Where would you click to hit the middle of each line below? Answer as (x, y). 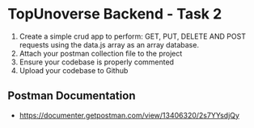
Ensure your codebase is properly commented (97, 62)
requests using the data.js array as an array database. (109, 44)
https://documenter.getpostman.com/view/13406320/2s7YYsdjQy (129, 115)
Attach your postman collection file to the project (101, 53)
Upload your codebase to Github (74, 70)
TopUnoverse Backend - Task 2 (115, 14)
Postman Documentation (72, 96)
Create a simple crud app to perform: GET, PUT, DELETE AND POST (132, 36)
